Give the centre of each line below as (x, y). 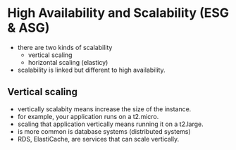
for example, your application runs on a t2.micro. (88, 116)
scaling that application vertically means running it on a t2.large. (111, 124)
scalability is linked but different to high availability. (91, 70)
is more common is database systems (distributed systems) (104, 131)
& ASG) (29, 28)
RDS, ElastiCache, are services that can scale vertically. (98, 139)
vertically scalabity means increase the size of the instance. (104, 109)
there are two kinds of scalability (65, 47)
